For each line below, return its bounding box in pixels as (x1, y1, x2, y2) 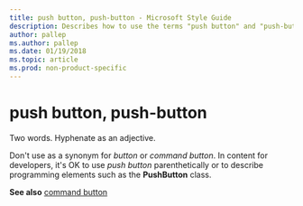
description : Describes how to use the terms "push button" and (9, 22, 256, 31)
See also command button (9, 186, 108, 197)
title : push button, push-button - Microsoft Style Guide (9, 13, 232, 23)
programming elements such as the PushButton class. (9, 169, 212, 180)
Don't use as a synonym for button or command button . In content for (9, 150, 269, 161)
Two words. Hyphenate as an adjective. (9, 132, 156, 143)
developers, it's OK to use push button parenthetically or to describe (9, 159, 264, 170)
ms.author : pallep (9, 38, 78, 48)
